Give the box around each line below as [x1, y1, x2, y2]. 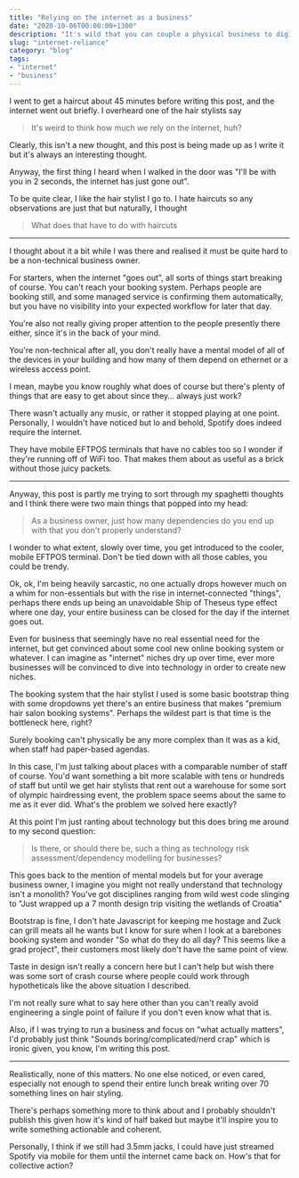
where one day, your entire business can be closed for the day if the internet [9, 606, 290, 617]
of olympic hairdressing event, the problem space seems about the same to [9, 789, 287, 800]
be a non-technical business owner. [9, 255, 141, 266]
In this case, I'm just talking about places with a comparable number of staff [9, 761, 287, 771]
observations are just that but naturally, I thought [9, 202, 188, 213]
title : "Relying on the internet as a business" [9, 12, 193, 22]
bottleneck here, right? [9, 717, 93, 728]
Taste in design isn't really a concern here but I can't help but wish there [9, 960, 274, 972]
